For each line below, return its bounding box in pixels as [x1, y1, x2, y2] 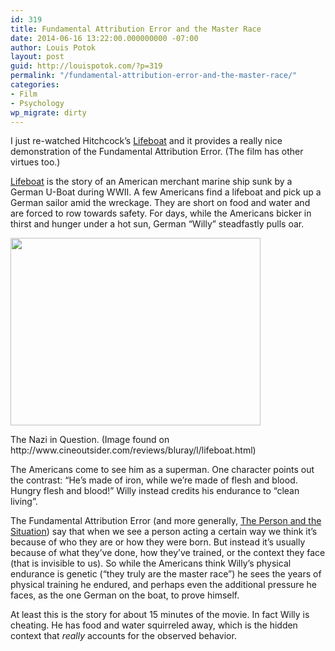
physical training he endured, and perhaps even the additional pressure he [10, 579, 317, 591]
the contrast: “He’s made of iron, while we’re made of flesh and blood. [10, 474, 298, 486]
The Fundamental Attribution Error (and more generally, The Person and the [10, 515, 322, 527]
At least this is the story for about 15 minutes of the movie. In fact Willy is [10, 609, 310, 621]
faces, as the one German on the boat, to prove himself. [10, 589, 240, 601]
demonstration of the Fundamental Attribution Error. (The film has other [10, 146, 304, 158]
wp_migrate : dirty [10, 107, 87, 118]
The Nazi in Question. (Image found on [10, 434, 170, 446]
